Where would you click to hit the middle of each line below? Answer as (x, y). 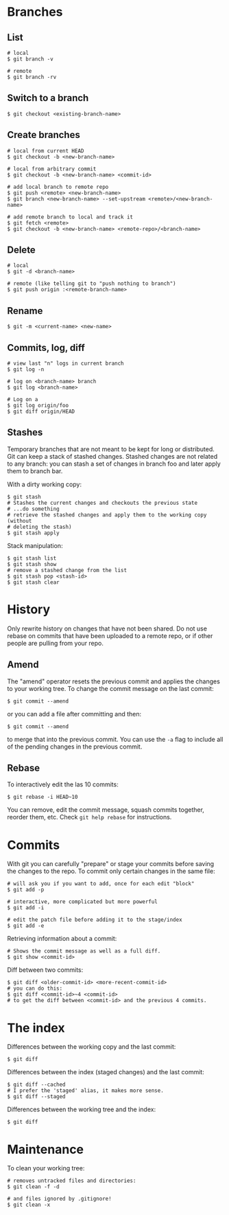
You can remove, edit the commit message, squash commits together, (106, 810)
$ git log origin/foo (38, 406)
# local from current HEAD (46, 151)
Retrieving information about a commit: (62, 939)
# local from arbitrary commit (52, 169)
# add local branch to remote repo (58, 187)
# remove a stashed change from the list (67, 570)
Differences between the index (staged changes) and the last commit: (106, 1072)
